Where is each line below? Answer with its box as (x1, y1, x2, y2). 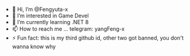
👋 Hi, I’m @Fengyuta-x (11, 6, 68, 13)
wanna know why (11, 43, 56, 50)
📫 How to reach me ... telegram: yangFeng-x (11, 25, 125, 33)
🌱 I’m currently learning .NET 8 (11, 19, 89, 25)
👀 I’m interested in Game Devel (11, 12, 89, 19)
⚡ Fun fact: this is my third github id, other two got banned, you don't (11, 34, 184, 42)
